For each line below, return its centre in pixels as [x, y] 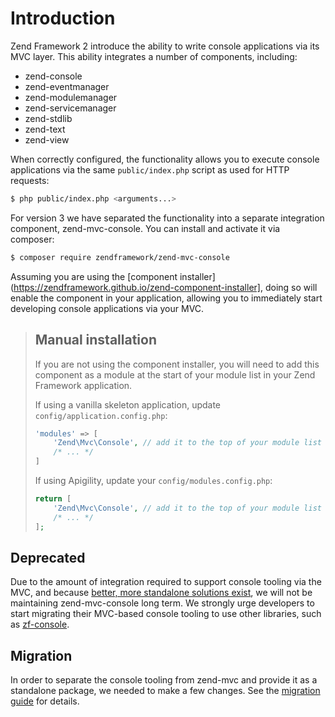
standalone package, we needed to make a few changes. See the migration [165, 691]
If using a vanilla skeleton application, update [128, 404]
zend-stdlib [48, 118]
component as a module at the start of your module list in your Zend [175, 374]
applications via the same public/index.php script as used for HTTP [150, 169]
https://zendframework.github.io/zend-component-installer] [137, 287]
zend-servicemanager [70, 108]
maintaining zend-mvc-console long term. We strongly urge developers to [162, 603]
